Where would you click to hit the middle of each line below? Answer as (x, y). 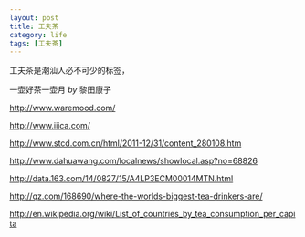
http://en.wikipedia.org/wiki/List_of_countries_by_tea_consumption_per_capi (152, 214)
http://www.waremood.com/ (63, 108)
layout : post (34, 18)
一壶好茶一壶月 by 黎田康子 (61, 90)
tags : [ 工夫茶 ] (37, 43)
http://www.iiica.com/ (50, 126)
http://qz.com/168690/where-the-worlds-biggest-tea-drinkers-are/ (136, 196)
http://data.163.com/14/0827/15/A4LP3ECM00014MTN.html (121, 179)
